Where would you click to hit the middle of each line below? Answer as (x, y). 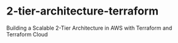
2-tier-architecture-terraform (82, 11)
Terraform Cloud (27, 34)
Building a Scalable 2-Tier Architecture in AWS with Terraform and (89, 28)
